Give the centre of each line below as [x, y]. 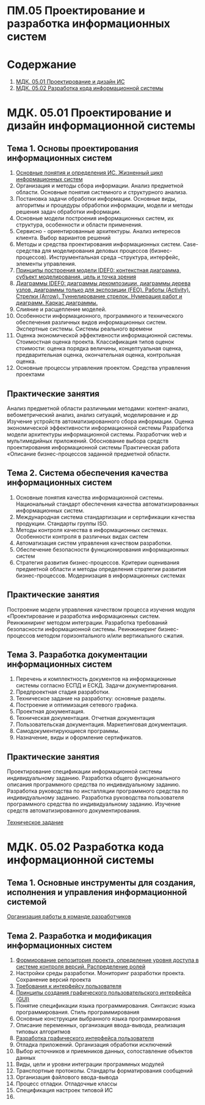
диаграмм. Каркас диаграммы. [57, 303]
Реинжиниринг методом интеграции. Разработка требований [87, 623]
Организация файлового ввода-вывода [67, 1077]
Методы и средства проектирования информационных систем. [99, 244]
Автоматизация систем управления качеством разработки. [94, 543]
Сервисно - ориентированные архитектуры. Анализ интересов [98, 231]
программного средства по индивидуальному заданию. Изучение [94, 804]
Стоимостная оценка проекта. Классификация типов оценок [95, 342]
